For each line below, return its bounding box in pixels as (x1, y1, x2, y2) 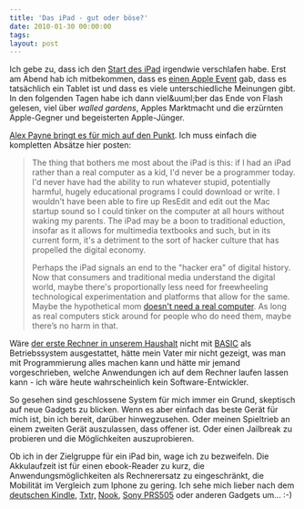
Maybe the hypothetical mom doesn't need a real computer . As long (31, 301, 287, 312)
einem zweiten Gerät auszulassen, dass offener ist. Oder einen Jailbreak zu (9, 423, 293, 434)
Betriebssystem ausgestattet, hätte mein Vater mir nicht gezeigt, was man (9, 348, 287, 358)
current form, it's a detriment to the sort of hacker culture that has (31, 234, 279, 246)
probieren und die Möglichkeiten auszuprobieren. (9, 433, 195, 444)
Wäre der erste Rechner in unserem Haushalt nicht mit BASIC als (9, 338, 252, 349)
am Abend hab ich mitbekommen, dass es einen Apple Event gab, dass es (9, 74, 287, 85)
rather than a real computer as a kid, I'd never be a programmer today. (31, 167, 296, 178)
